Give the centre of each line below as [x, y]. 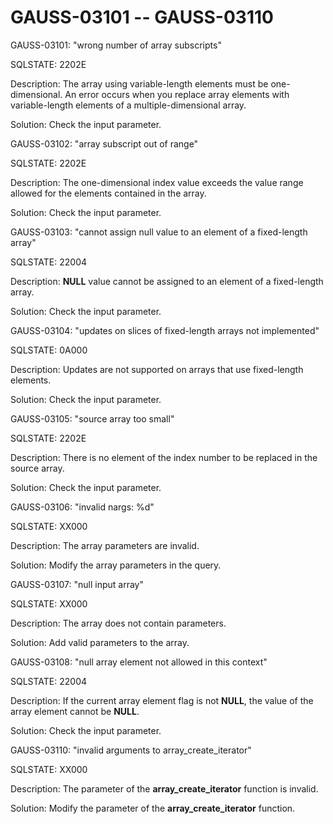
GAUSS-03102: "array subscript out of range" [104, 143]
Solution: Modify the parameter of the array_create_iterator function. [153, 808]
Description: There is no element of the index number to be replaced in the [164, 457]
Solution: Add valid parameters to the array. [100, 642]
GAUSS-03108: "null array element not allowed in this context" [139, 662]
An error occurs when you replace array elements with [177, 94]
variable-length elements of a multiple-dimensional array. [128, 105]
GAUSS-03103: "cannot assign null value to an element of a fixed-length [159, 232]
